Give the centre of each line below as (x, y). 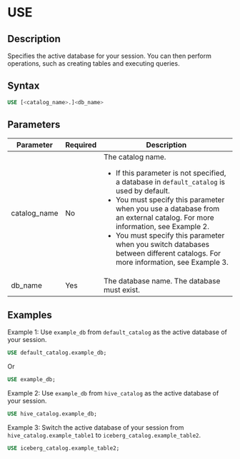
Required (81, 145)
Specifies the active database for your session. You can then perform (110, 56)
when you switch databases (162, 244)
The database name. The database (162, 281)
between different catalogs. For (168, 253)
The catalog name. (135, 156)
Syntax (24, 86)
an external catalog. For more (165, 217)
